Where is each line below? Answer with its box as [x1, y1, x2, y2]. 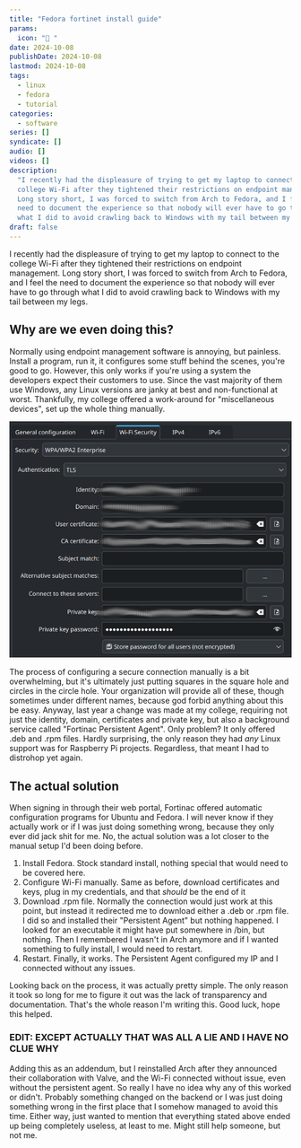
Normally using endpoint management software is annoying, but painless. [9, 346, 281, 356]
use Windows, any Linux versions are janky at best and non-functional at [9, 384, 278, 395]
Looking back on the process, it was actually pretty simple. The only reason [9, 980, 288, 991]
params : [9, 23, 39, 33]
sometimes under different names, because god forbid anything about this [9, 696, 284, 706]
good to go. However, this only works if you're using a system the [9, 364, 252, 376]
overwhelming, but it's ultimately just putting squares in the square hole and [9, 676, 289, 687]
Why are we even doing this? [9, 322, 174, 337]
